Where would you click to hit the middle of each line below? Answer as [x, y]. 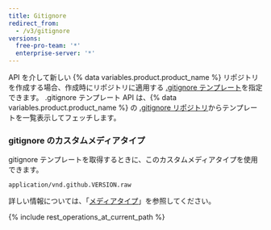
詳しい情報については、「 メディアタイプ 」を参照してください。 [112, 201]
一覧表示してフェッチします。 [71, 117]
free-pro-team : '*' [48, 46]
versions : [25, 38]
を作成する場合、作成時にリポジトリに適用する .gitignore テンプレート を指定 [135, 87]
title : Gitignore [38, 16]
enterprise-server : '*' [55, 53]
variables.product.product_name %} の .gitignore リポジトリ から [116, 107]
